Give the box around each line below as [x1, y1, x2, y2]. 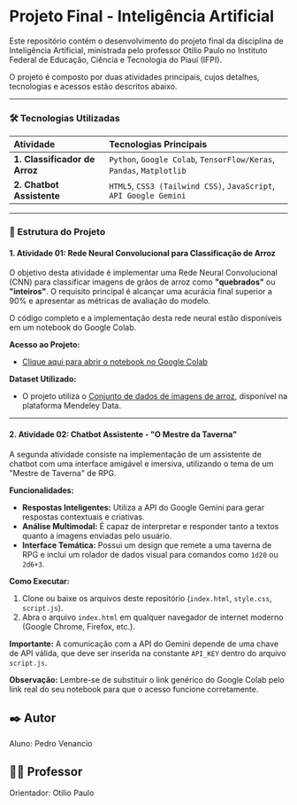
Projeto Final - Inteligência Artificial [9, 6, 275, 27]
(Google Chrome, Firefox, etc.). [21, 621, 135, 631]
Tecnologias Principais [109, 138, 208, 151]
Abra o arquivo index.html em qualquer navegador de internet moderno [21, 612, 284, 622]
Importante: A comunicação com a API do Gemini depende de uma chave [9, 638, 279, 649]
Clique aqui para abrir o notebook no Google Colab [21, 356, 208, 367]
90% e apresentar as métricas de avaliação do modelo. [9, 295, 210, 307]
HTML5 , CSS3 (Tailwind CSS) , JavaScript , [109, 180, 276, 192]
